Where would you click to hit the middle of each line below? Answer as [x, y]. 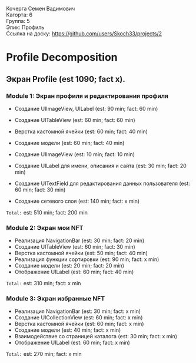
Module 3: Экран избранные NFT [56, 299]
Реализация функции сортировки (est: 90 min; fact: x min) [87, 259]
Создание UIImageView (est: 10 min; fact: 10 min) [75, 154]
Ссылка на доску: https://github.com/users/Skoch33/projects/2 [84, 34]
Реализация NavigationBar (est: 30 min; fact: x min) [78, 311]
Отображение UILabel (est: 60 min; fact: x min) [72, 343]
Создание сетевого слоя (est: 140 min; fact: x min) [77, 201]
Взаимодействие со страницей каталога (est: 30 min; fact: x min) [96, 336]
